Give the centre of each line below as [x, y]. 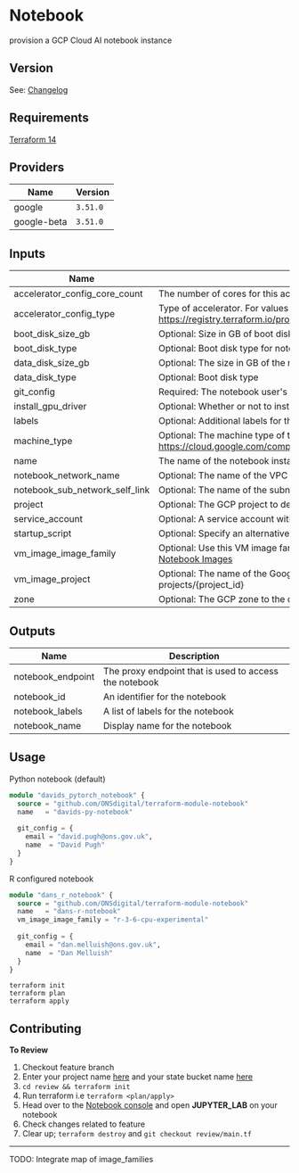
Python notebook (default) [57, 779]
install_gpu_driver [50, 407]
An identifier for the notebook [165, 697]
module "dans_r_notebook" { [61, 895]
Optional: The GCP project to [218, 505]
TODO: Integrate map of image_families [81, 1160]
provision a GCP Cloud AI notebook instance [91, 40]
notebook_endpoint [54, 677]
